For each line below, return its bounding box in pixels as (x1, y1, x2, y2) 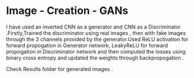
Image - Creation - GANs (6, 4, 128, 17)
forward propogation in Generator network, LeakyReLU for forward (6, 42, 168, 49)
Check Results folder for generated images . (6, 65, 113, 72)
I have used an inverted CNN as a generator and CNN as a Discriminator (6, 23, 181, 30)
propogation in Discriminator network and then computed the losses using (6, 48, 186, 55)
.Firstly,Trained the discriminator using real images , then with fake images (6, 29, 186, 36)
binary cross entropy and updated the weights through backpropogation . (6, 54, 184, 61)
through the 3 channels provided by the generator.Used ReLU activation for (6, 36, 189, 42)
